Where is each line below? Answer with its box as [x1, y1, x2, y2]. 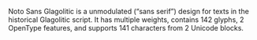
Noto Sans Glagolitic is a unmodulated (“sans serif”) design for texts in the [8, 7, 250, 16]
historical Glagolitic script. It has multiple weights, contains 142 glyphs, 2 [8, 15, 244, 24]
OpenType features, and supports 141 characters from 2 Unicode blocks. [8, 24, 244, 32]
